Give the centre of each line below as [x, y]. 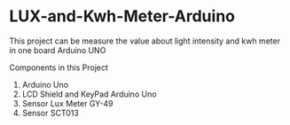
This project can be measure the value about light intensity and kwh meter [145, 41]
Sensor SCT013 [51, 113]
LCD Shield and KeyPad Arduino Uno [89, 94]
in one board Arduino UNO [58, 50]
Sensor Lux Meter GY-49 [67, 103]
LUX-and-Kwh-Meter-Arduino [122, 16]
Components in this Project [59, 67]
